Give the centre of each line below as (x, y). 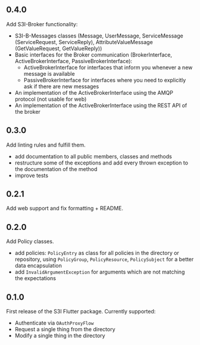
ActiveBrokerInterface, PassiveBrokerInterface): (74, 61)
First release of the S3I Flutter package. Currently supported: (81, 312)
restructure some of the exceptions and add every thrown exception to (101, 163)
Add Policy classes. (30, 241)
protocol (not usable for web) (51, 99)
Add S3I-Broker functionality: (42, 24)
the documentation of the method (56, 169)
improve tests (32, 175)
